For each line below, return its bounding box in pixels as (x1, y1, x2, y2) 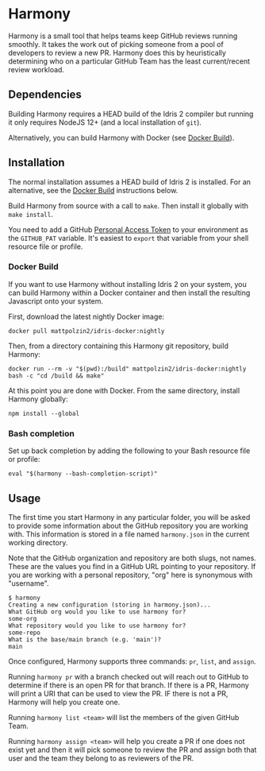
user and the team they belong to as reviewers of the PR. (8, 753, 194, 763)
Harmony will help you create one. (8, 697, 121, 707)
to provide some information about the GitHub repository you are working (8, 521, 248, 530)
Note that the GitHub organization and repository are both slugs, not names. (8, 553, 256, 563)
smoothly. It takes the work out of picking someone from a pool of (8, 39, 224, 48)
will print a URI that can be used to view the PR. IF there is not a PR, (8, 688, 229, 698)
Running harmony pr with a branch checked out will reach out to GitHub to (8, 672, 249, 681)
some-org (8, 614, 37, 622)
